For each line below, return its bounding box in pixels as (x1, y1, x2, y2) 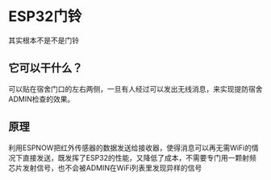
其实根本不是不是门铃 (8, 35, 79, 45)
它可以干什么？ (8, 61, 83, 75)
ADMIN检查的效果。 (8, 94, 75, 104)
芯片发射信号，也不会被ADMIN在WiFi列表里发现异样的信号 (8, 162, 202, 173)
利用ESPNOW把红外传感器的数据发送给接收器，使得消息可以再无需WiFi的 (8, 142, 252, 153)
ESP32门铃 (8, 7, 82, 26)
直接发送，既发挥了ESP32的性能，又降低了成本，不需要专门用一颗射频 (22, 153, 256, 162)
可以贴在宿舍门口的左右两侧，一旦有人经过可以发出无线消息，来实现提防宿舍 (8, 84, 263, 93)
